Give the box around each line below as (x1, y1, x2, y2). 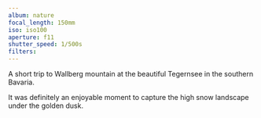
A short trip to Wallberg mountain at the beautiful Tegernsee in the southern (8, 70, 254, 78)
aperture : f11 (8, 33, 55, 41)
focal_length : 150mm (8, 19, 76, 27)
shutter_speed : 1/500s (8, 41, 83, 48)
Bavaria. (8, 77, 35, 87)
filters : (8, 48, 37, 55)
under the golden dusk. (8, 101, 84, 110)
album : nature (8, 11, 55, 20)
